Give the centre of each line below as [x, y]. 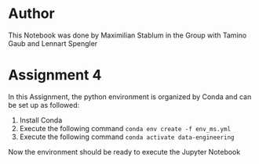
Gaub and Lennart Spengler [53, 43]
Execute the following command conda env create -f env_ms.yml [125, 128]
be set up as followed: [44, 105]
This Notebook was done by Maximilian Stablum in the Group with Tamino [128, 35]
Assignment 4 [55, 75]
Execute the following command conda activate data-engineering [127, 137]
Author [31, 14]
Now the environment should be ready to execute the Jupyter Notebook [124, 152]
